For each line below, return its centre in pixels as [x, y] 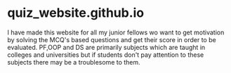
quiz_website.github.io [76, 13]
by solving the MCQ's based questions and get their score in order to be [112, 39]
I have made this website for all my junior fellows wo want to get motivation [116, 32]
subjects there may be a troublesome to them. [74, 62]
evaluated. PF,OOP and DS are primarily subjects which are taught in [106, 47]
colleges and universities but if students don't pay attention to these [106, 55]
